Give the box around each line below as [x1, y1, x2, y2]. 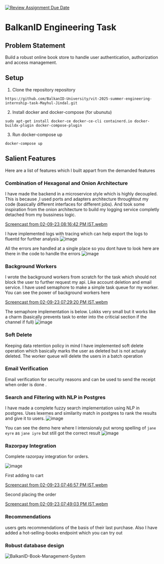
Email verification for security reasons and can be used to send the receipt [5, 376, 156, 382]
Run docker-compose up [12, 132, 63, 137]
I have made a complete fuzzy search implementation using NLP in [5, 405, 140, 411]
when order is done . [5, 381, 47, 387]
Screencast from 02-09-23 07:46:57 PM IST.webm [5, 482, 108, 488]
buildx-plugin [5, 123, 34, 128]
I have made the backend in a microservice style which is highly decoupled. [5, 190, 158, 196]
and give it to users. [5, 415, 45, 422]
